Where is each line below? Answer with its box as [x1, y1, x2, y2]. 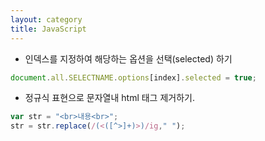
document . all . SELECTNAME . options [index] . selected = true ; [10, 72, 257, 83]
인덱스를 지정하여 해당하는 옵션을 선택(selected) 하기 [24, 52, 233, 65]
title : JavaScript [10, 24, 87, 34]
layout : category [10, 14, 83, 25]
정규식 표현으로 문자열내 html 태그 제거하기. [24, 92, 195, 104]
